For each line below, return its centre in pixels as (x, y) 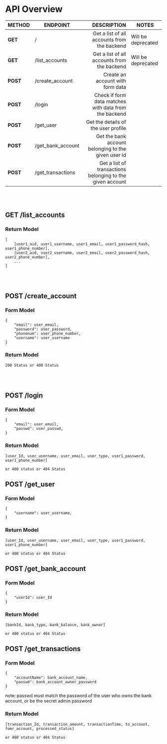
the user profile (108, 128)
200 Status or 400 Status (32, 365)
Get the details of (106, 122)
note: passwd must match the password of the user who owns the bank (79, 696)
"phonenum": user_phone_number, (47, 334)
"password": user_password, (43, 329)
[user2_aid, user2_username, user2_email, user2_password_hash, (82, 253)
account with (111, 81)
